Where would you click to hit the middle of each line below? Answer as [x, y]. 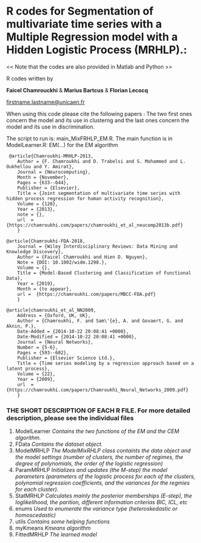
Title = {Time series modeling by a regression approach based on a [106, 363]
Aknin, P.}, [21, 326]
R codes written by [30, 78]
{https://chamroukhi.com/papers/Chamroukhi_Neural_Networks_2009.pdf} [97, 390]
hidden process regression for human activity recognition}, [85, 199]
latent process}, [28, 369]
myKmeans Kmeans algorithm [53, 528]
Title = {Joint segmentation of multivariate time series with [99, 193]
